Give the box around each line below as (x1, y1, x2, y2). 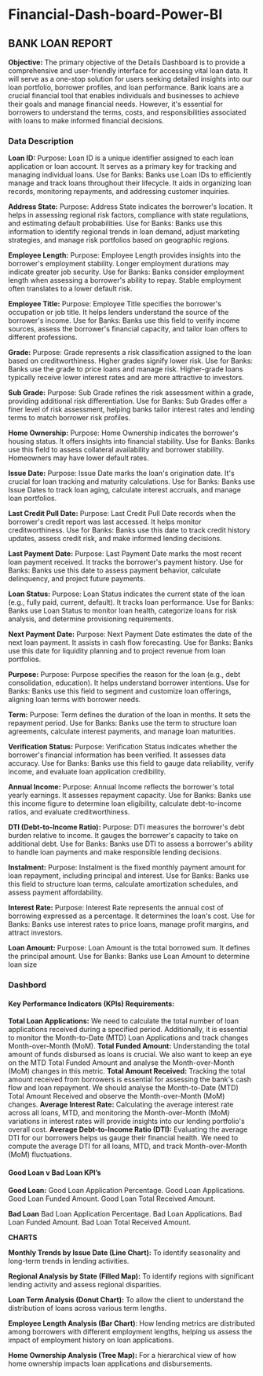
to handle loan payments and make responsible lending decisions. (8, 847, 222, 857)
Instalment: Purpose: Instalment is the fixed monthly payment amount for (8, 862, 246, 873)
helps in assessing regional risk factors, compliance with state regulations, (8, 210, 249, 220)
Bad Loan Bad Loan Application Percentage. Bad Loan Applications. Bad (8, 1209, 243, 1218)
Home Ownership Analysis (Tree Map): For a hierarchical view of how (8, 1350, 237, 1360)
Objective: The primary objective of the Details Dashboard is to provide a (8, 57, 246, 67)
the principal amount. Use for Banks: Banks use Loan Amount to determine (8, 952, 250, 961)
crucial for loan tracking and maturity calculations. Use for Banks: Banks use (8, 477, 255, 486)
